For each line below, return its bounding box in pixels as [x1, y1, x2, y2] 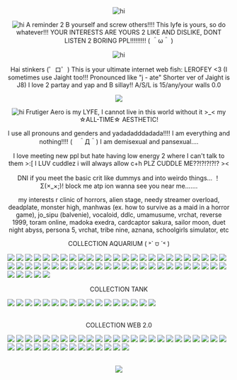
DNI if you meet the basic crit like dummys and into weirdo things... [17, 174, 213, 182]
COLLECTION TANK [89, 285, 149, 294]
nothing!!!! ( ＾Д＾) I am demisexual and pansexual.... [39, 138, 199, 145]
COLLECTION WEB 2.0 [86, 321, 152, 329]
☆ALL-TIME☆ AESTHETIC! [79, 116, 159, 123]
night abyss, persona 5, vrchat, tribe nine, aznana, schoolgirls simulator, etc [8, 225, 229, 234]
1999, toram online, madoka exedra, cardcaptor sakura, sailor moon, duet [11, 218, 226, 226]
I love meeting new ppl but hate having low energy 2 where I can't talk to [13, 152, 225, 160]
